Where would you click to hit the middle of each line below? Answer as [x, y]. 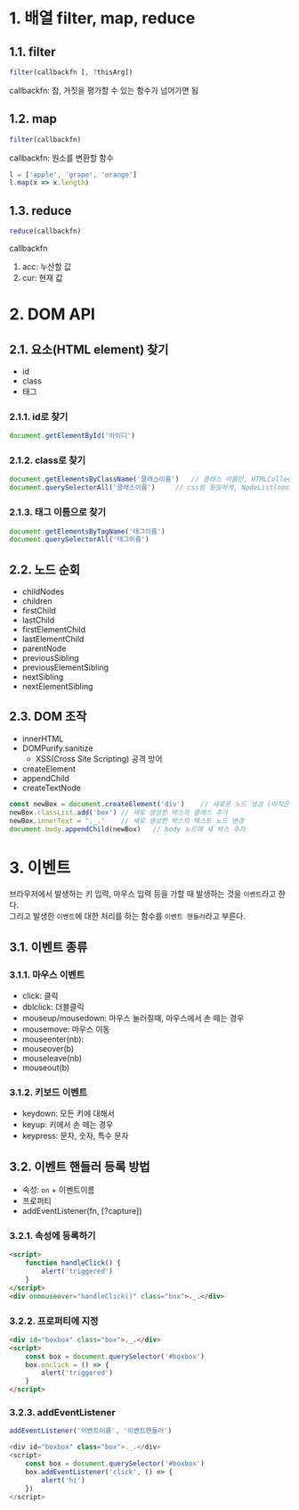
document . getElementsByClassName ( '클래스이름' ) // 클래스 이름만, [129, 479]
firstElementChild [54, 630]
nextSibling [43, 677]
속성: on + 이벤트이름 [58, 1190]
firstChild [39, 611]
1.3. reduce [40, 210]
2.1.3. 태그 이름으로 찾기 [58, 512]
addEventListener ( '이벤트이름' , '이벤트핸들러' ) [91, 1431]
